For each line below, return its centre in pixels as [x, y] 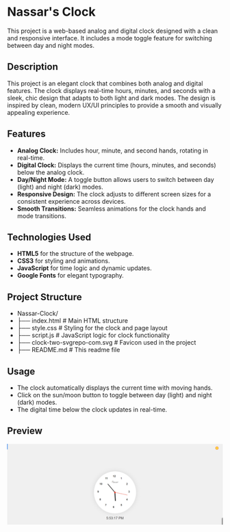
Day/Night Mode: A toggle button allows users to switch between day [115, 179]
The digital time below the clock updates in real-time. [92, 410]
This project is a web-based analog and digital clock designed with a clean [113, 31]
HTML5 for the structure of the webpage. [75, 254]
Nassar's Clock [51, 12]
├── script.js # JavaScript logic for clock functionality [93, 335]
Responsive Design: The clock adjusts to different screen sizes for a [114, 194]
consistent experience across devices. [71, 201]
